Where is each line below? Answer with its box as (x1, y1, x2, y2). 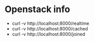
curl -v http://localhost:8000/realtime (12, 20, 89, 26)
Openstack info (5, 4, 70, 15)
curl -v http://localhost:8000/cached (12, 25, 88, 31)
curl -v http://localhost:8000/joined (12, 31, 85, 37)
